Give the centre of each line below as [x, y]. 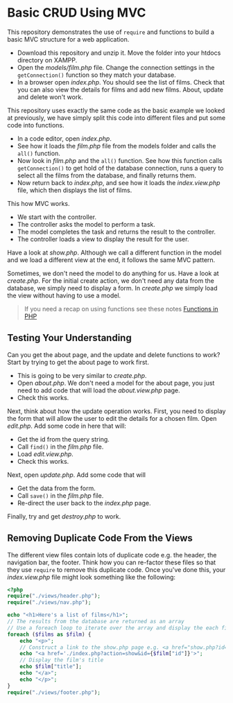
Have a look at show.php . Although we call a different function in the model [114, 252]
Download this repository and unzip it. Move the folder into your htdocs [119, 53]
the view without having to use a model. [64, 295]
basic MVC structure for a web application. [68, 39]
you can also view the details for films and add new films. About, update [120, 89]
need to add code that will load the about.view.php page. [98, 390]
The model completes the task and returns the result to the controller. [116, 232]
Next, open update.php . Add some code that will [77, 475]
